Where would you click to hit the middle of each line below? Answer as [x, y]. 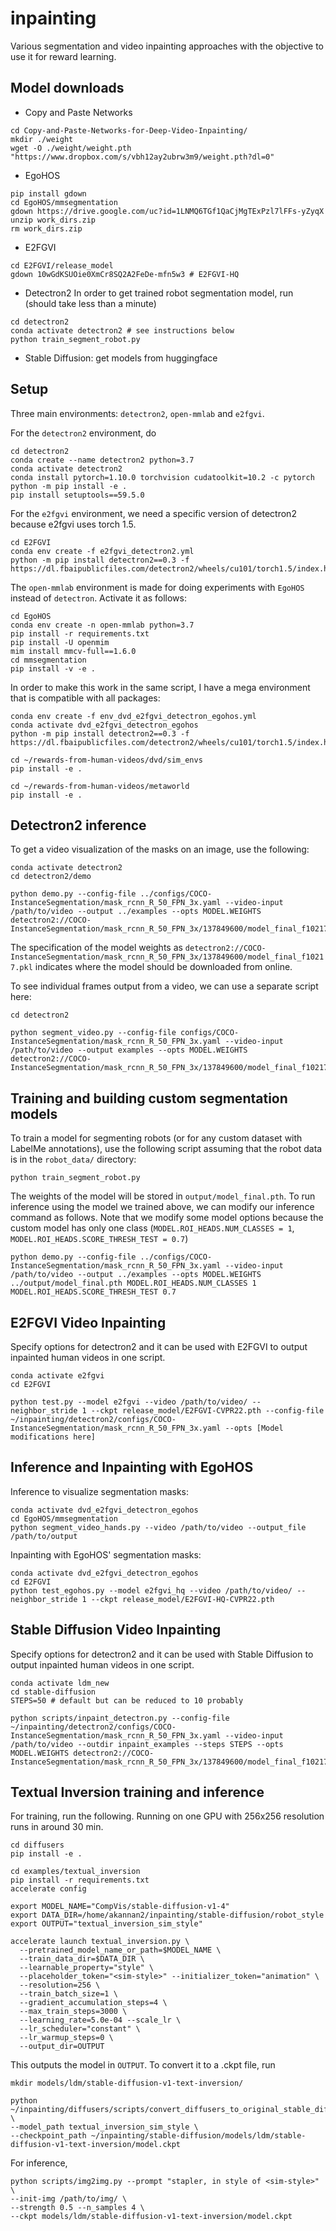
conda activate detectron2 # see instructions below [122, 330]
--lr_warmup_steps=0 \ [66, 2038]
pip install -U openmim [60, 642]
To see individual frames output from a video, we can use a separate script [164, 986]
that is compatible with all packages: [85, 698]
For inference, [39, 2163]
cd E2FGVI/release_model [62, 265]
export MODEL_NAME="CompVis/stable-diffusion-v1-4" [120, 1907]
